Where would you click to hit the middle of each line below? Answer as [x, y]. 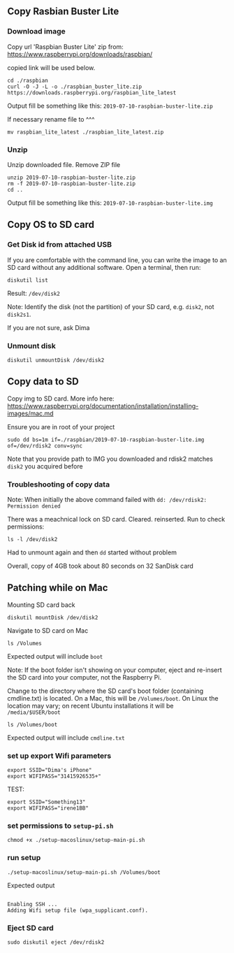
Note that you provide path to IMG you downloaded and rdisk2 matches [110, 459]
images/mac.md [30, 413]
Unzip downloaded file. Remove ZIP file [64, 164]
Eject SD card [30, 928]
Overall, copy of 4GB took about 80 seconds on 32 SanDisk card [100, 566]
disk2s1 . [19, 314]
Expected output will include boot [55, 656]
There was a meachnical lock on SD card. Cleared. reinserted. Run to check [116, 520]
